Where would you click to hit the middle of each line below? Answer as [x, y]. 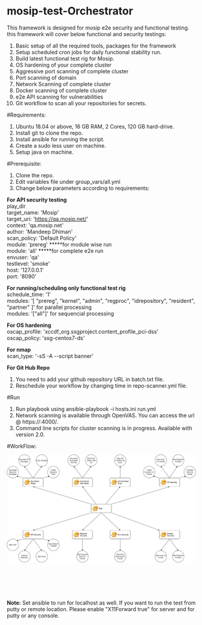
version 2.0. [30, 434]
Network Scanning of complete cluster [63, 84]
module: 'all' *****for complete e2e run [55, 251]
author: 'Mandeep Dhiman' [40, 231]
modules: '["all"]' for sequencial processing [61, 313]
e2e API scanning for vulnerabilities [59, 97]
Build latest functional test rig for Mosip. [65, 58]
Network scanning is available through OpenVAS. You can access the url [105, 415]
